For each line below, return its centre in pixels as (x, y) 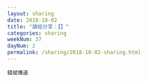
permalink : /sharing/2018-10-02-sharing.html (74, 53)
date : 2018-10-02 (32, 20)
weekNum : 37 (24, 40)
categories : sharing (37, 33)
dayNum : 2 (22, 46)
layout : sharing (31, 14)
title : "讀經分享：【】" (38, 26)
